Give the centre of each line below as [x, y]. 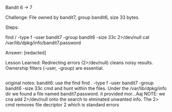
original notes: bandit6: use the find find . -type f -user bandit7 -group [80, 83]
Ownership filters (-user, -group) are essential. [55, 68]
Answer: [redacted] [26, 53]
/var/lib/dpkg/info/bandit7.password [43, 43]
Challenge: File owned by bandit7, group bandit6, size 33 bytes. [73, 17]
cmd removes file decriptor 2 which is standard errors [62, 105]
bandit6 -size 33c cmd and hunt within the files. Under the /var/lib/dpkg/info [86, 88]
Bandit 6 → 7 [19, 7]
